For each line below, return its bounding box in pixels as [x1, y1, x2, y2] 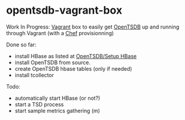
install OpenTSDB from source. [14, 59, 91, 66]
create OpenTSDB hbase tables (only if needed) [14, 65, 133, 72]
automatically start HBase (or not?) [14, 94, 101, 102]
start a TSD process [14, 100, 64, 108]
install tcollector [14, 71, 54, 78]
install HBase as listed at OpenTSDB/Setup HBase [14, 52, 137, 59]
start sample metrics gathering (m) [14, 107, 100, 114]
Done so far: [6, 41, 37, 48]
